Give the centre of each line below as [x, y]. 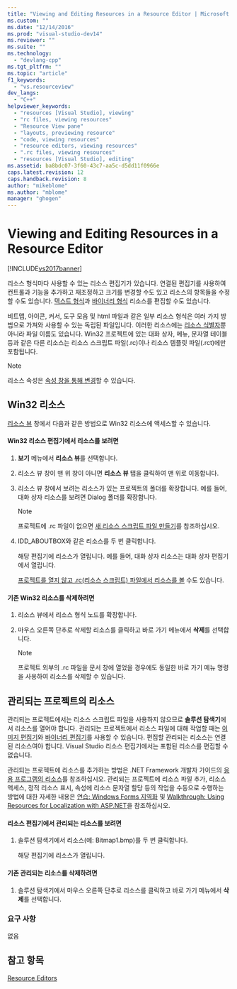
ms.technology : [30, 54]
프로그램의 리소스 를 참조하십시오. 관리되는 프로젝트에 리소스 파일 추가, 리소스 [120, 779]
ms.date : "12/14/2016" [41, 27]
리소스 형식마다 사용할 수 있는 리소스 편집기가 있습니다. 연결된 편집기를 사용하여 [117, 283]
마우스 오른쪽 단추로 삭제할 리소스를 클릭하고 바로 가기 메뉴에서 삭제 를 [114, 630]
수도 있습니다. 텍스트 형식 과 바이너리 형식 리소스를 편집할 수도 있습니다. [112, 301]
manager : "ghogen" [34, 199]
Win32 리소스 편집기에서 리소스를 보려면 [63, 441]
